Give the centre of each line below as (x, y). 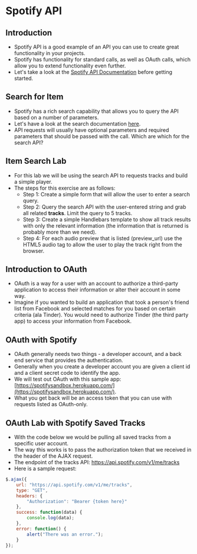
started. (24, 78)
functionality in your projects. (50, 53)
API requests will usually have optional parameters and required (91, 130)
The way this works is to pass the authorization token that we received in (103, 450)
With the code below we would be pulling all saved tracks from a (93, 437)
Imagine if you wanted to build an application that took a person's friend (101, 302)
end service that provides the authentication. (68, 360)
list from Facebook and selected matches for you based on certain (95, 309)
